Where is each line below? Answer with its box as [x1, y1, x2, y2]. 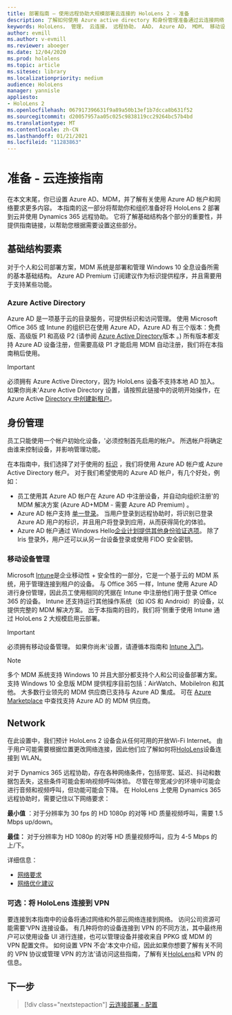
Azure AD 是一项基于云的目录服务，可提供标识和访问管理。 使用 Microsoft [7, 314, 217, 323]
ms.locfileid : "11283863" [7, 139, 81, 146]
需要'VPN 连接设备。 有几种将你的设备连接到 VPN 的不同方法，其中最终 [12, 924, 217, 932]
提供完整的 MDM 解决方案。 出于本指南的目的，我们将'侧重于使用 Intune [7, 606, 213, 614]
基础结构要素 [7, 243, 62, 255]
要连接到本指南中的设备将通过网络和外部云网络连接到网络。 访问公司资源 [7, 915, 215, 924]
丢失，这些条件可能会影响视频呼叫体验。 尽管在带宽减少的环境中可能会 [19, 777, 221, 786]
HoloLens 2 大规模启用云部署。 [14, 614, 104, 623]
